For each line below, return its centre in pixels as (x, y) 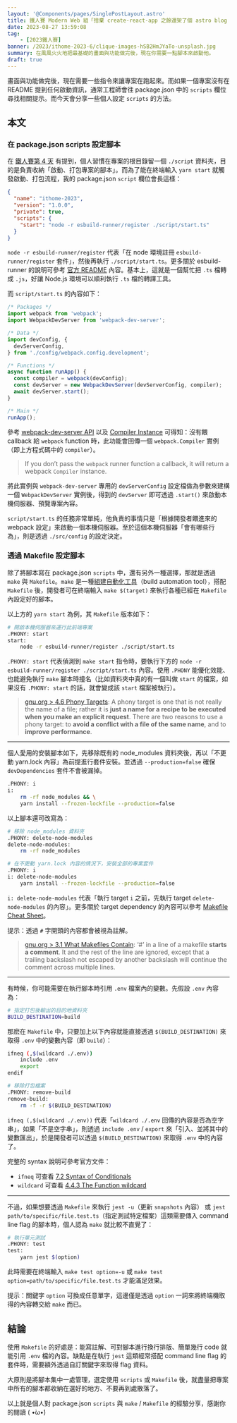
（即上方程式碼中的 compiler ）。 (54, 449)
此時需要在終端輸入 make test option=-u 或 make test (85, 1272)
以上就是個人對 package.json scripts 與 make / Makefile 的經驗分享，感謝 (114, 1403)
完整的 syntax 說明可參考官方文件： (59, 1161)
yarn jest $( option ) (50, 1257)
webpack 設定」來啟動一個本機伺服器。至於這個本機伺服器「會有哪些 (108, 527)
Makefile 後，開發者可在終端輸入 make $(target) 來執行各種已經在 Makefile (117, 590)
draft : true (25, 60)
